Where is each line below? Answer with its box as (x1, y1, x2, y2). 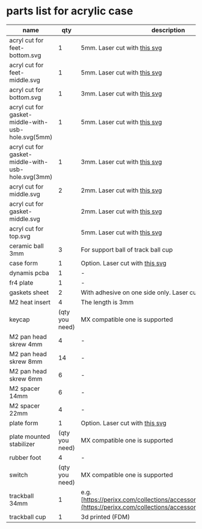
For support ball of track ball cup (81, 245, 173, 253)
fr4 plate (9, 278, 34, 286)
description (151, 26, 185, 34)
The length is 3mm (81, 298, 134, 306)
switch (9, 470, 28, 479)
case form (9, 259, 38, 267)
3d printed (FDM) (81, 512, 130, 521)
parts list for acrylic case (6, 4, 133, 18)
